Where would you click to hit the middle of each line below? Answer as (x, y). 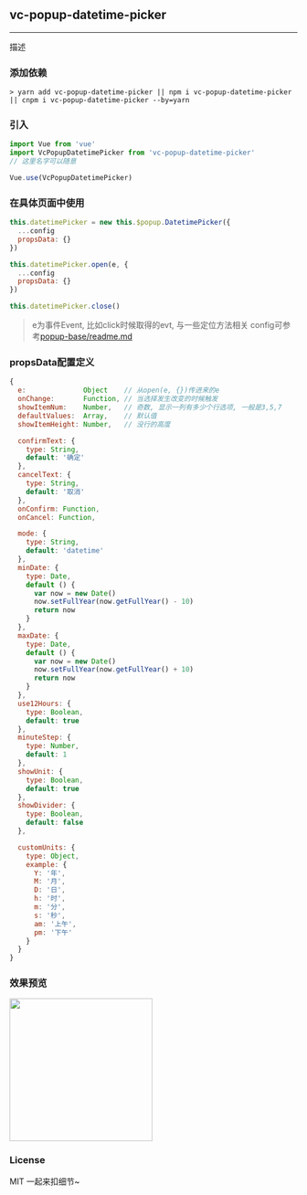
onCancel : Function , (57, 517)
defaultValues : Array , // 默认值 (87, 416)
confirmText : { (47, 441)
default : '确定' (55, 458)
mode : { (32, 534)
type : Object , (53, 856)
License (27, 1160)
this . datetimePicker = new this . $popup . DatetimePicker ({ (120, 223)
